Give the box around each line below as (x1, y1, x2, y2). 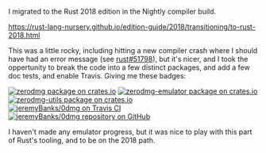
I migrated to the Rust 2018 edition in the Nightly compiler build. (8, 7, 217, 16)
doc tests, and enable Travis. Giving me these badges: (8, 71, 187, 80)
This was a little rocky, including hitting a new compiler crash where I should (8, 46, 258, 55)
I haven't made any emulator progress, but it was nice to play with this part (8, 127, 253, 136)
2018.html (8, 31, 40, 40)
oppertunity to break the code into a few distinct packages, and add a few (8, 63, 250, 72)
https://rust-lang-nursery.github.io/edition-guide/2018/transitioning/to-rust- (8, 22, 256, 31)
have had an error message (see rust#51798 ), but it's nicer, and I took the (8, 55, 249, 63)
